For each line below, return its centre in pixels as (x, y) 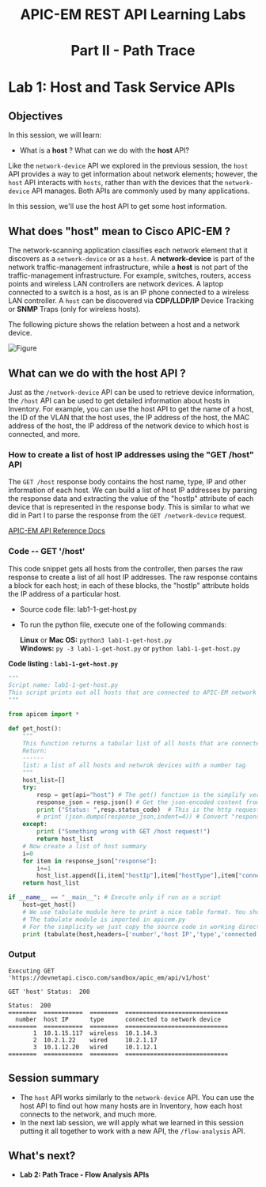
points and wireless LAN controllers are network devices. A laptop (116, 284)
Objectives (36, 116)
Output (22, 954)
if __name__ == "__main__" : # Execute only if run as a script (115, 897)
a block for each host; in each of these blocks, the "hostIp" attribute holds (129, 585)
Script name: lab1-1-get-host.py (63, 685)
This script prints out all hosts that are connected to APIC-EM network (133, 693)
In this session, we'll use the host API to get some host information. (118, 207)
